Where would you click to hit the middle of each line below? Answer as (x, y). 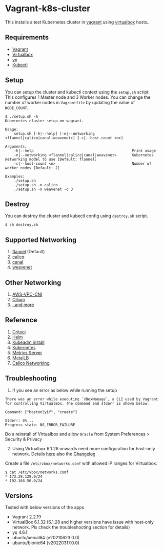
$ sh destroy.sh (21, 225)
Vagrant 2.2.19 (27, 517)
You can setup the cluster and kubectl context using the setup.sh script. (78, 92)
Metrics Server (27, 352)
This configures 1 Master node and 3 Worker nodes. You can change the (78, 97)
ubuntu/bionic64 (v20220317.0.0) (46, 543)
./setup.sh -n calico (36, 185)
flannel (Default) (29, 252)
